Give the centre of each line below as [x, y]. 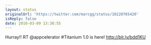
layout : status [21, 10]
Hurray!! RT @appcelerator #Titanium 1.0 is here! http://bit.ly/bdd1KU [75, 37]
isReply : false [21, 19]
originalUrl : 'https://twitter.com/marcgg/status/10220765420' [72, 14]
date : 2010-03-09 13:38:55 [33, 23]
